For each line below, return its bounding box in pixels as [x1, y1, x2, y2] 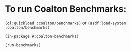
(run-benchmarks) [5, 42, 41, 48]
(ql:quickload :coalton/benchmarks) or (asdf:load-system [5, 20, 126, 26]
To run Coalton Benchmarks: [5, 3, 127, 15]
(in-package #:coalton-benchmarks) [5, 34, 79, 39]
